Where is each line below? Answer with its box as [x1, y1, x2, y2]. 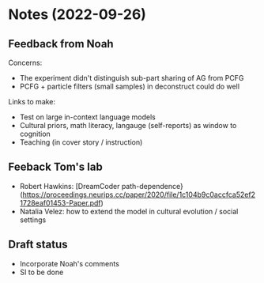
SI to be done [19, 267, 64, 277]
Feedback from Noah [8, 37, 114, 51]
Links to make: [8, 97, 56, 106]
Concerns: [8, 58, 43, 67]
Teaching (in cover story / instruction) [19, 138, 143, 147]
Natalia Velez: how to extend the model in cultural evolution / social [19, 206, 239, 216]
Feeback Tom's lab [8, 160, 103, 174]
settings [19, 215, 47, 225]
